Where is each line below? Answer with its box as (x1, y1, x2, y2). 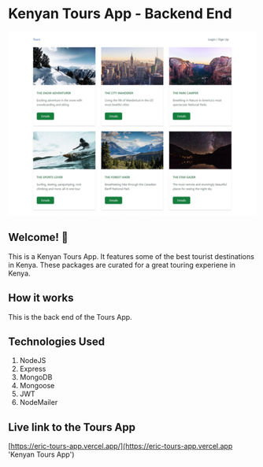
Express (19, 364, 46, 374)
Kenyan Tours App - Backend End (8, 5, 232, 23)
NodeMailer (19, 398, 58, 407)
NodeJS (19, 356, 46, 365)
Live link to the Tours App (8, 421, 136, 434)
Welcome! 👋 (8, 231, 69, 244)
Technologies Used (8, 335, 105, 349)
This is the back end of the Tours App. (8, 312, 132, 321)
